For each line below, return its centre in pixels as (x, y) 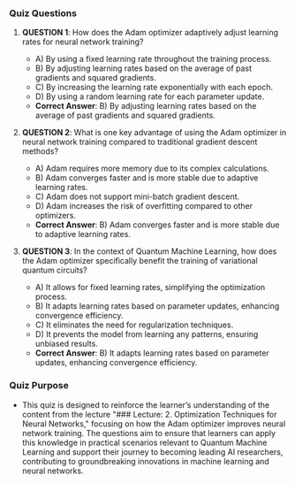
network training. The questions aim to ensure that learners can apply (149, 433)
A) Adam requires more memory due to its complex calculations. (152, 169)
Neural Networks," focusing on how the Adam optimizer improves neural (154, 424)
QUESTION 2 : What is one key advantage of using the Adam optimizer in (154, 133)
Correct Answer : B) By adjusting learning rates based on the (146, 106)
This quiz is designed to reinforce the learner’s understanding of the (146, 404)
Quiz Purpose (39, 386)
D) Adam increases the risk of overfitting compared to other (144, 206)
